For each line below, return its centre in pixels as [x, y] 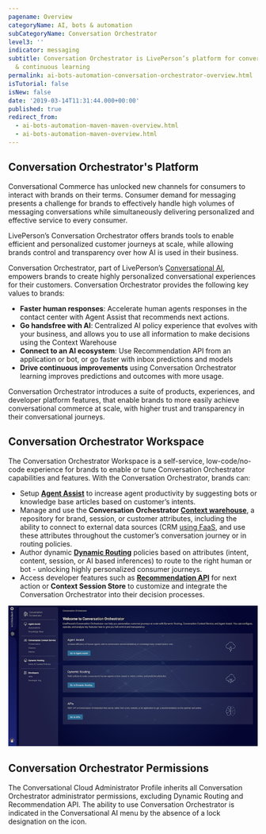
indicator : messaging [44, 50]
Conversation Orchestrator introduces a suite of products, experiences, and [132, 391]
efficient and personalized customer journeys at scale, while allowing [121, 244]
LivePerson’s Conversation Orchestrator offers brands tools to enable [121, 235]
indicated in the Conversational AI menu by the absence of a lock [114, 813]
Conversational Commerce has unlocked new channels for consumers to [127, 186]
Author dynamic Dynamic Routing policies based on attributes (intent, [134, 552]
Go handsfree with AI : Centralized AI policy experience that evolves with [139, 325]
